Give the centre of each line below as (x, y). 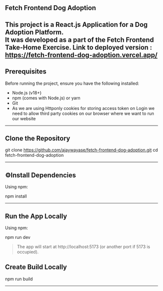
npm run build (19, 279)
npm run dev (18, 237)
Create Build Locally (36, 267)
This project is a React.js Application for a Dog (76, 25)
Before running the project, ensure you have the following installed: (72, 83)
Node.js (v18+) (27, 92)
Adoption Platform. (34, 32)
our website (24, 118)
